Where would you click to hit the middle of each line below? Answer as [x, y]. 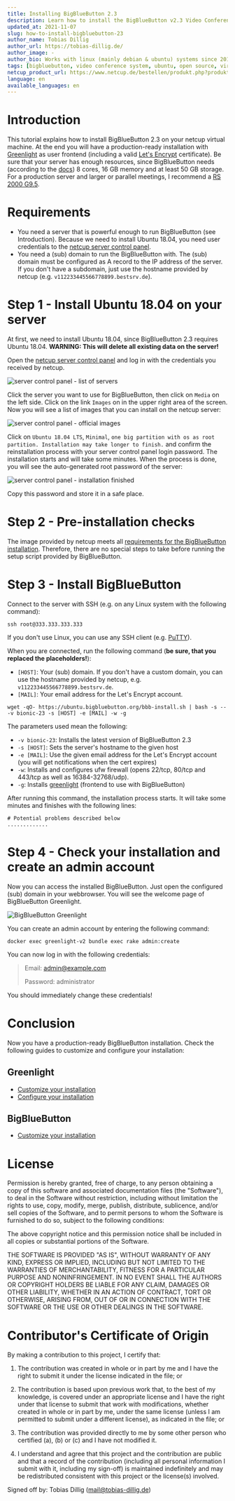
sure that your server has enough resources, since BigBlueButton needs [111, 162]
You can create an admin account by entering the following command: [108, 928]
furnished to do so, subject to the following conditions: [86, 1221]
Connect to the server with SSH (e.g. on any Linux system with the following [117, 604]
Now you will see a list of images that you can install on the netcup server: [114, 410]
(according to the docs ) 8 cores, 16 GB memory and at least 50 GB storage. [116, 170]
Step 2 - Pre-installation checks [101, 522]
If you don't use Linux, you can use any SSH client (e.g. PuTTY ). [100, 637]
